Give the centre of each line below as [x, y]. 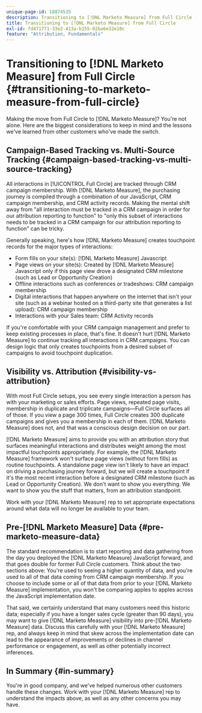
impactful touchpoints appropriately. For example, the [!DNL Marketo [91, 452]
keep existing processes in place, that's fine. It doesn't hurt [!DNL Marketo [98, 334]
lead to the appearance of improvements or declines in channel [85, 639]
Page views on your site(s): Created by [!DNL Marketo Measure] [94, 265]
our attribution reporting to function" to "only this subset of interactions [94, 216]
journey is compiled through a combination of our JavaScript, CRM [89, 197]
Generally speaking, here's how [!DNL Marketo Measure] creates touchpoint [101, 240]
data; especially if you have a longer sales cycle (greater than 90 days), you [100, 614]
